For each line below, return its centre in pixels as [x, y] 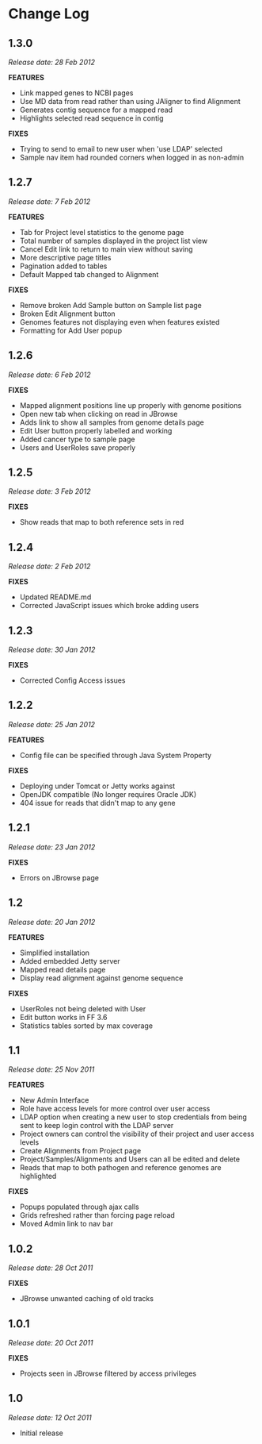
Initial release [41, 1433]
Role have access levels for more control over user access [115, 1109]
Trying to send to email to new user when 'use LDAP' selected [121, 149]
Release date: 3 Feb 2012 [49, 491]
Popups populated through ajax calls [80, 1207]
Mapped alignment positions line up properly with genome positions [131, 405]
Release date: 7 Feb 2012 [49, 201]
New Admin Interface [54, 1100]
